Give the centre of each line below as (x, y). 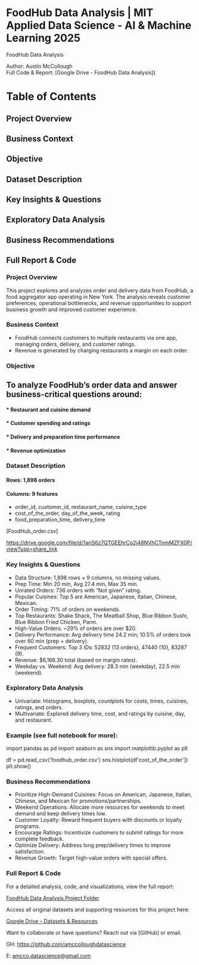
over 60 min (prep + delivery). (52, 641)
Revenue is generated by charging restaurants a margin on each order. (102, 350)
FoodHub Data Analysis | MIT (80, 13)
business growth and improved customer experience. (71, 309)
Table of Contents (51, 97)
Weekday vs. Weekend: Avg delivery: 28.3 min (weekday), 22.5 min (97, 666)
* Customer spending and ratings (48, 423)
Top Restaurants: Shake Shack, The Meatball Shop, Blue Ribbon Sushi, (102, 615)
